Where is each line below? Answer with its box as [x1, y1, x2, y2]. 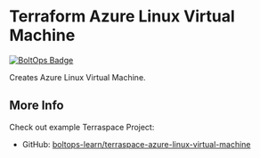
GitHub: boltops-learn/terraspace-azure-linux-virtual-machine [21, 138, 251, 149]
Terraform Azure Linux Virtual [9, 6, 236, 27]
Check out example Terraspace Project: [9, 121, 155, 132]
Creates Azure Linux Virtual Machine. [9, 71, 146, 82]
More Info [9, 98, 64, 113]
